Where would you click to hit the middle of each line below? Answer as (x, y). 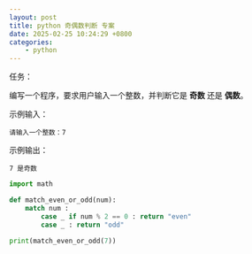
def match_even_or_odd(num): (63, 200)
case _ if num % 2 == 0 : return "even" (116, 216)
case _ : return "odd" (83, 225)
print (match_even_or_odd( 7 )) (63, 241)
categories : (31, 42)
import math (31, 184)
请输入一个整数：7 (38, 133)
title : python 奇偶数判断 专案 (62, 26)
